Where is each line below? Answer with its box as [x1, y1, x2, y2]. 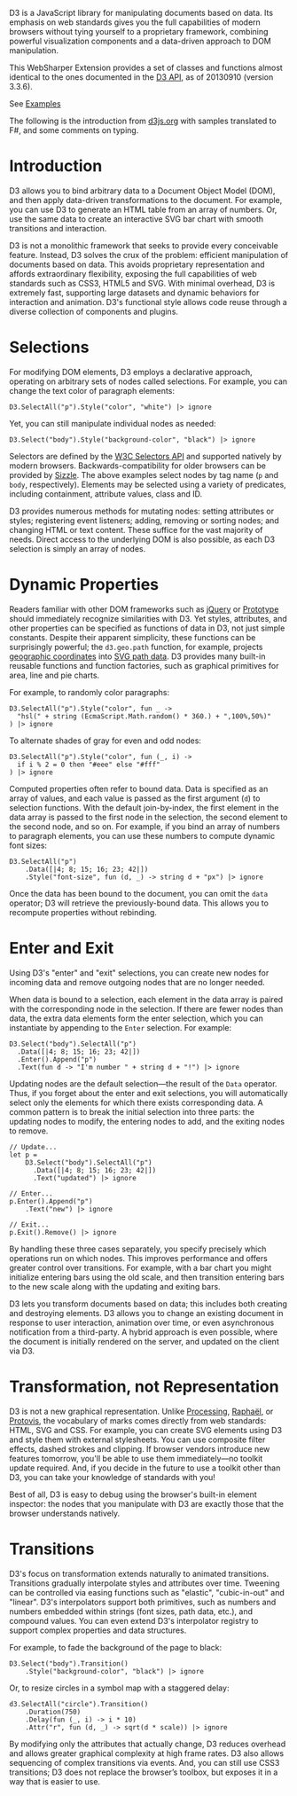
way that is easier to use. [9, 1776, 100, 1786]
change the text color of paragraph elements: [9, 385, 176, 396]
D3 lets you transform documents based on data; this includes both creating [9, 1298, 288, 1309]
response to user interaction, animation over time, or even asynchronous [9, 1317, 275, 1328]
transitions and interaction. [9, 223, 107, 233]
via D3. [9, 1345, 35, 1356]
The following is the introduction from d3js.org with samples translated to [9, 115, 277, 126]
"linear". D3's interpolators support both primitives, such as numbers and [9, 1596, 277, 1607]
